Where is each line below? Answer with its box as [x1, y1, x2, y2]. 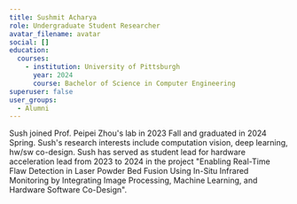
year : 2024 [32, 71, 74, 80]
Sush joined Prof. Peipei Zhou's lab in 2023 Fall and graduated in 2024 [9, 128, 268, 138]
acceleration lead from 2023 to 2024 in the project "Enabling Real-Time [9, 156, 270, 167]
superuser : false [9, 87, 74, 96]
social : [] [9, 37, 50, 47]
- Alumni [17, 104, 50, 113]
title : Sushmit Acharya [9, 12, 98, 22]
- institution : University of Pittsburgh [25, 63, 180, 72]
